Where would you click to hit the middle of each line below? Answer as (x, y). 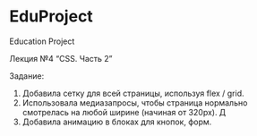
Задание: (27, 76)
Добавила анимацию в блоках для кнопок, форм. (117, 122)
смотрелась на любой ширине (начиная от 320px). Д (124, 112)
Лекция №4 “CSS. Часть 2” (61, 58)
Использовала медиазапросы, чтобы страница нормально (135, 102)
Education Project (42, 41)
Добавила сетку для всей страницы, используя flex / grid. (133, 93)
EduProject (51, 17)
